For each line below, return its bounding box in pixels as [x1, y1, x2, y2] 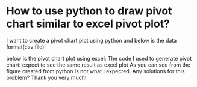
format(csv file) [6, 43, 45, 50]
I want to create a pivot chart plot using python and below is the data [6, 37, 177, 44]
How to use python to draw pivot [6, 4, 172, 18]
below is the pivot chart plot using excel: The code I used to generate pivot [6, 55, 192, 62]
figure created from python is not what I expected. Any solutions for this [6, 67, 185, 74]
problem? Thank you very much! [6, 74, 87, 81]
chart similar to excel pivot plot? [6, 17, 170, 31]
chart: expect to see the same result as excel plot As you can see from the [6, 61, 191, 68]
